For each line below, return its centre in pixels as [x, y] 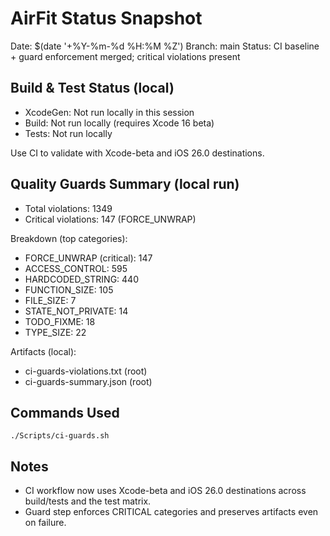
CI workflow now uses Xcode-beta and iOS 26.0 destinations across [165, 491]
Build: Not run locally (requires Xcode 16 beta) [119, 123]
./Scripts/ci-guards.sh [60, 436]
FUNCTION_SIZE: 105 [69, 289]
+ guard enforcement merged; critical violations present [125, 56]
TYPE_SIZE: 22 [55, 332]
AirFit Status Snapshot [106, 18]
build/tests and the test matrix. [88, 501]
